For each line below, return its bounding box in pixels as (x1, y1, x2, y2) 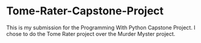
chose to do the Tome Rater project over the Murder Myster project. (6, 30, 176, 37)
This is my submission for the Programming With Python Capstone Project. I (6, 24, 196, 31)
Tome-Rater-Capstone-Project (6, 4, 164, 18)
